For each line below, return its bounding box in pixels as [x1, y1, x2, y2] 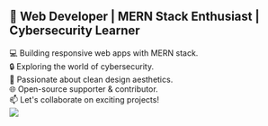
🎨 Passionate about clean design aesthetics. [9, 74, 174, 85]
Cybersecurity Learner [9, 23, 141, 39]
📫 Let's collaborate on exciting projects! [9, 94, 160, 104]
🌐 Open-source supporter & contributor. [9, 83, 159, 94]
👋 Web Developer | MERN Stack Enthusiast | [9, 9, 260, 24]
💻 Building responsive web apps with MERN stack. [9, 47, 199, 58]
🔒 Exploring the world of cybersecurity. [9, 60, 155, 72]
